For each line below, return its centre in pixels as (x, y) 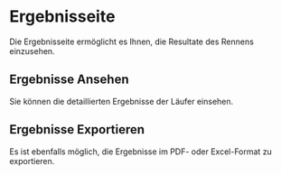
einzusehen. (33, 51)
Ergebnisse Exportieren (77, 129)
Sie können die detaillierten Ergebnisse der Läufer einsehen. (122, 101)
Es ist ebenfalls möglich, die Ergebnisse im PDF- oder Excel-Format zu (141, 152)
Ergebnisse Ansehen (69, 80)
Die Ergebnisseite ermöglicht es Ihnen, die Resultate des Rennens (132, 41)
